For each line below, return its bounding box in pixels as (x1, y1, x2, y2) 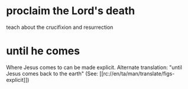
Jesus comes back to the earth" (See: (6, 70, 99, 77)
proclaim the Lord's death (6, 4, 135, 18)
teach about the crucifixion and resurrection (6, 24, 114, 31)
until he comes (6, 44, 80, 58)
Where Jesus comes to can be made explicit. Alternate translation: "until (6, 64, 182, 71)
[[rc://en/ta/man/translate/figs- (99, 70, 175, 77)
